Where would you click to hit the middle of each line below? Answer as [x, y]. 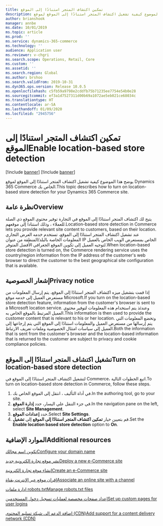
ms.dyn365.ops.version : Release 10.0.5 [46, 86]
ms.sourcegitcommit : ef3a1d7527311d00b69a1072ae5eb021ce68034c [71, 95]
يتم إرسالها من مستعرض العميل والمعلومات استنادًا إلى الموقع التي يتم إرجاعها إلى [79, 323]
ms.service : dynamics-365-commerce [41, 41]
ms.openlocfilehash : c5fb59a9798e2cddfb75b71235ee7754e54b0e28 [71, 91]
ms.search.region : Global [32, 73]
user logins [17, 504]
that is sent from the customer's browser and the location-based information [82, 334]
